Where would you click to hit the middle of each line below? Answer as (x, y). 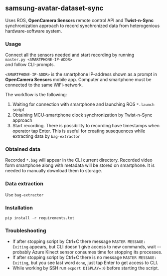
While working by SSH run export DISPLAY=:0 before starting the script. (86, 268)
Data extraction (24, 184)
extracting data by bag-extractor (46, 136)
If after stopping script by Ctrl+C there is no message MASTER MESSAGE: (84, 257)
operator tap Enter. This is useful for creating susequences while (79, 131)
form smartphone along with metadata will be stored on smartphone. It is (80, 165)
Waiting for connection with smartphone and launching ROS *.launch (83, 104)
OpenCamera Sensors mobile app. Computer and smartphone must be (79, 80)
